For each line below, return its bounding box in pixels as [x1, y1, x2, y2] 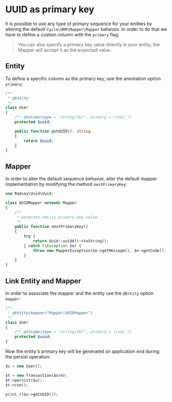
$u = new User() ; [5, 363, 43, 369]
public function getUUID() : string [14, 128, 91, 134]
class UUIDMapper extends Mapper [5, 200, 77, 205]
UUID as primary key [5, 4, 94, 15]
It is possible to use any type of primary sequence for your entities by [5, 21, 152, 27]
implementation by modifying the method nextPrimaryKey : [5, 181, 127, 187]
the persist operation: [5, 354, 51, 360]
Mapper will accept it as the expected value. [17, 47, 112, 53]
